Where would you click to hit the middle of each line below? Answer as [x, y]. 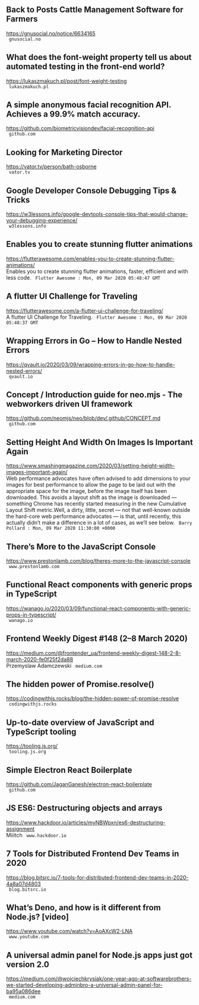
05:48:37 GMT [22, 323]
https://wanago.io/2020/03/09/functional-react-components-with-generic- [99, 608]
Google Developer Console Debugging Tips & [91, 191]
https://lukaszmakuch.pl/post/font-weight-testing [67, 81]
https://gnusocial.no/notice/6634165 [51, 33]
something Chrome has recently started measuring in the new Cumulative [96, 504]
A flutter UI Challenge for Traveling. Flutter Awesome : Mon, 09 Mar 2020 [97, 317]
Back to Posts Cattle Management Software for [95, 10]
